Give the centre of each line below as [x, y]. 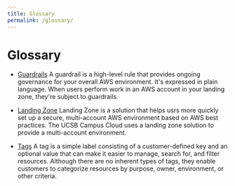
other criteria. [37, 176]
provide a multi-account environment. [72, 133]
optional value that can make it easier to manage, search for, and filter [119, 154]
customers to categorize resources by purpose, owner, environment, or [121, 168]
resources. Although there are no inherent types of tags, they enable [116, 161]
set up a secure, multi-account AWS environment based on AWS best [118, 118]
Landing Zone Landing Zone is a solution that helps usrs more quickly [118, 110]
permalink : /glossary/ [40, 20]
